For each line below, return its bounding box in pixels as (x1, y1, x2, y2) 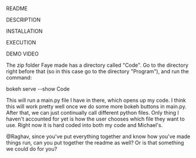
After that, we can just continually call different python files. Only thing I (6, 109, 179, 116)
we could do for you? (6, 146, 58, 152)
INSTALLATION (6, 28, 43, 35)
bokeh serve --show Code (6, 85, 70, 92)
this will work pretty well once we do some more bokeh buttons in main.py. (6, 103, 187, 110)
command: (6, 74, 32, 81)
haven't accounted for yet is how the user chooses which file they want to (6, 115, 185, 122)
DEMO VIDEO (6, 50, 39, 57)
